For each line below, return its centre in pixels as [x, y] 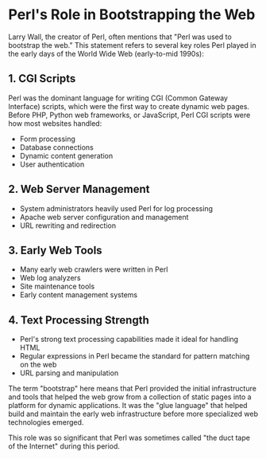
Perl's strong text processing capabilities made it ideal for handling [129, 339]
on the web [38, 365]
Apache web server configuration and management [104, 217]
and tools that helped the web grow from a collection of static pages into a [130, 397]
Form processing [47, 139]
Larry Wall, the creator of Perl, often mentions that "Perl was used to [120, 37]
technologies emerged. [46, 422]
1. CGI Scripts [42, 78]
